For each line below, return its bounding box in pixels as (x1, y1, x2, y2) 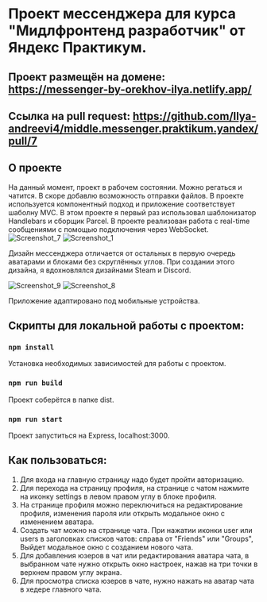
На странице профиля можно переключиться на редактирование (19, 500, 243, 509)
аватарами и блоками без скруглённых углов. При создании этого (8, 257, 235, 266)
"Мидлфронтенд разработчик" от (8, 21, 246, 40)
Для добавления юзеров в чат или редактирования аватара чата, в (19, 550, 250, 560)
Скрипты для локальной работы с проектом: (8, 319, 245, 333)
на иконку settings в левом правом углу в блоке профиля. (19, 492, 217, 501)
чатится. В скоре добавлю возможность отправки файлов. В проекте (8, 191, 244, 200)
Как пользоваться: (8, 453, 107, 467)
